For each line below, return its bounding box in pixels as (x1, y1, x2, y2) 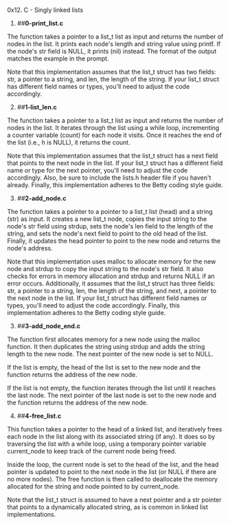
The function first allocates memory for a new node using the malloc (7, 335, 201, 343)
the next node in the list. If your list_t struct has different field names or (7, 294, 207, 302)
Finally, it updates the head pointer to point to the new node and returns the (7, 237, 221, 245)
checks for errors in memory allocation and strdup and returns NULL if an (7, 272, 215, 280)
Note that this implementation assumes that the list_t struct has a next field (7, 151, 218, 160)
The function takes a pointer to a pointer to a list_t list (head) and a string (7, 208, 213, 215)
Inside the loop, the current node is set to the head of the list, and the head (7, 460, 219, 469)
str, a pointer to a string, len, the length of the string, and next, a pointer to (7, 287, 217, 294)
